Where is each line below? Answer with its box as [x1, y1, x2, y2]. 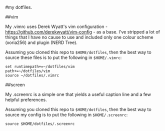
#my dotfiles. [5, 4, 32, 10]
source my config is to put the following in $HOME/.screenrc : [5, 112, 128, 117]
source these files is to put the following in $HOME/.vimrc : [5, 54, 122, 60]
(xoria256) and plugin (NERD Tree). [5, 39, 77, 45]
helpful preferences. [5, 97, 47, 102]
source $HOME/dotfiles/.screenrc [5, 121, 75, 126]
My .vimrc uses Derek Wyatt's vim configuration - [5, 23, 108, 29]
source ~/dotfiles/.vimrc [5, 73, 59, 78]
